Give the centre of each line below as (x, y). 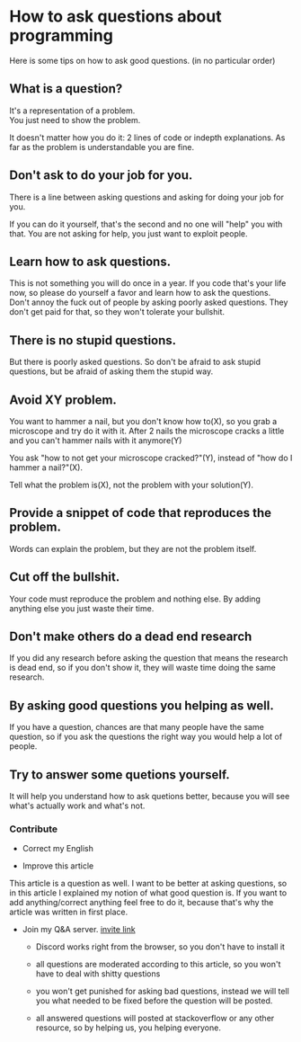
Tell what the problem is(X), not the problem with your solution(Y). (132, 485)
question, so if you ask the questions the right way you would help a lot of (146, 737)
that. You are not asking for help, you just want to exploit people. (129, 233)
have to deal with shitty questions (98, 974)
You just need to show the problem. (75, 120)
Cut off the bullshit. (65, 577)
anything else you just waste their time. (82, 608)
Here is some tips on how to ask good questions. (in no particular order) (142, 60)
